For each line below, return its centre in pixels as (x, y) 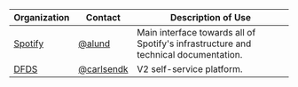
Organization (42, 17)
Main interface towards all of (196, 32)
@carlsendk (103, 69)
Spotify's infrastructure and (194, 43)
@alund (94, 43)
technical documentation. (190, 55)
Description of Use (210, 17)
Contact (103, 17)
